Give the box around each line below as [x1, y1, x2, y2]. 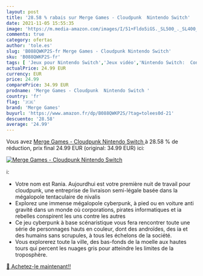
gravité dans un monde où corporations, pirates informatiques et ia [14, 206, 182, 214]
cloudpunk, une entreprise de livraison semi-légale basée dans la [14, 187, 178, 194]
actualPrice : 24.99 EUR [6, 65, 66, 71]
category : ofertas [6, 37, 53, 43]
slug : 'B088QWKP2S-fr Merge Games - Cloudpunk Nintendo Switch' [6, 48, 172, 54]
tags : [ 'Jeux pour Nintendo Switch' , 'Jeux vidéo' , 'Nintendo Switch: [6, 59, 185, 65]
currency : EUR [6, 71, 42, 77]
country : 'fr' [6, 93, 42, 99]
